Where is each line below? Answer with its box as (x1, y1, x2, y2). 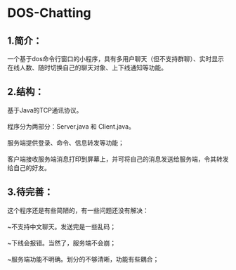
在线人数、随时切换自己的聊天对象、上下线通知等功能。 (7, 63, 167, 72)
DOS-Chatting (7, 5, 91, 21)
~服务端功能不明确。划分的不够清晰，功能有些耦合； (7, 255, 159, 263)
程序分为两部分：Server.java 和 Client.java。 (7, 122, 136, 131)
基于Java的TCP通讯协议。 (7, 105, 83, 114)
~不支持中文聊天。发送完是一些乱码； (7, 222, 117, 231)
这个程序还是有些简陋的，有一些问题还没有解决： (7, 206, 149, 214)
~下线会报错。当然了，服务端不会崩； (7, 238, 117, 247)
